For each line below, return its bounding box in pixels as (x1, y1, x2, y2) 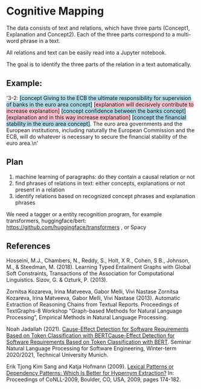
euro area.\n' (6, 139, 39, 147)
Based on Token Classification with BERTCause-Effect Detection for (6, 332, 175, 339)
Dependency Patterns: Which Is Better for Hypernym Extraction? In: (6, 370, 174, 377)
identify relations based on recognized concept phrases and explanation (14, 192, 196, 199)
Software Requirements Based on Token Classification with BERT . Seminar (6, 338, 191, 346)
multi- (176, 30, 191, 38)
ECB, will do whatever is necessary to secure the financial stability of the (6, 133, 187, 140)
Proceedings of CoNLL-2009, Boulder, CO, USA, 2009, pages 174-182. (6, 376, 181, 383)
